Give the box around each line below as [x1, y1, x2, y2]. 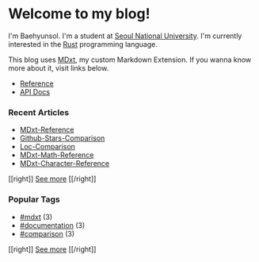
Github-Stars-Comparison [19, 133, 105, 143]
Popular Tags [8, 194, 61, 205]
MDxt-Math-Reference [19, 150, 94, 160]
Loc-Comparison [19, 142, 75, 152]
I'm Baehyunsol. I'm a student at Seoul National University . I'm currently [8, 31, 242, 40]
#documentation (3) [19, 220, 86, 230]
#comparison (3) [19, 229, 75, 238]
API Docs [19, 87, 50, 96]
